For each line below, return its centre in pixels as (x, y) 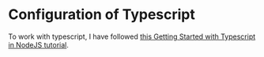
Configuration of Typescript (102, 15)
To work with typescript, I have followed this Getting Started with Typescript (132, 36)
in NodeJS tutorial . (38, 44)
